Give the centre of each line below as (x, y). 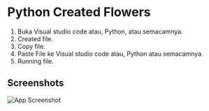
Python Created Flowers (79, 12)
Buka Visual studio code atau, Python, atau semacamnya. (100, 31)
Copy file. (31, 46)
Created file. (35, 38)
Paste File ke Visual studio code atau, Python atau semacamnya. (110, 54)
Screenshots (36, 83)
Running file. (35, 61)
